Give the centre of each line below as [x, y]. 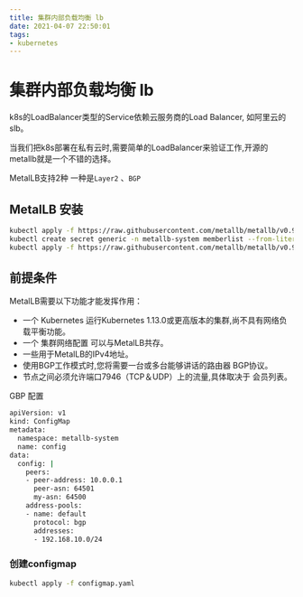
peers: [38, 472]
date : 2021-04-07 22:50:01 [60, 26]
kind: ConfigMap [40, 422]
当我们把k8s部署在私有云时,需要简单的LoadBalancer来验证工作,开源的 [139, 148]
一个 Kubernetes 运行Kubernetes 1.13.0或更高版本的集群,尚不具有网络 [151, 321]
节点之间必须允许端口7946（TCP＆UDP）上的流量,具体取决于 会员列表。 [157, 377]
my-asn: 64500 [60, 498]
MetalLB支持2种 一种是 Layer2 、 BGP [75, 178]
